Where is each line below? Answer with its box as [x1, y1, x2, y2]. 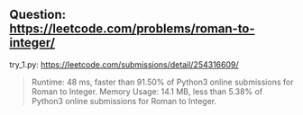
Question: [9, 7, 67, 22]
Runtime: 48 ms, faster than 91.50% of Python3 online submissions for [31, 76, 294, 87]
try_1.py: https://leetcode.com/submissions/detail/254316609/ [9, 58, 239, 70]
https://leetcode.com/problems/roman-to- [9, 22, 255, 37]
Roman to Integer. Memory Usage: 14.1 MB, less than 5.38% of [31, 85, 263, 97]
